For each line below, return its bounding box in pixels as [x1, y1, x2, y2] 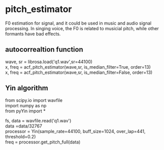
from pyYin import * [5, 108, 46, 114]
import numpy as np [5, 102, 46, 108]
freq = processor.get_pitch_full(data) [5, 139, 81, 145]
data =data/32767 [5, 123, 42, 129]
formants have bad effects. [5, 31, 61, 37]
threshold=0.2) [5, 133, 36, 139]
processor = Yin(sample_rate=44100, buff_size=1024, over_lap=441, [5, 128, 146, 134]
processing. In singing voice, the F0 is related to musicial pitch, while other [5, 25, 159, 31]
